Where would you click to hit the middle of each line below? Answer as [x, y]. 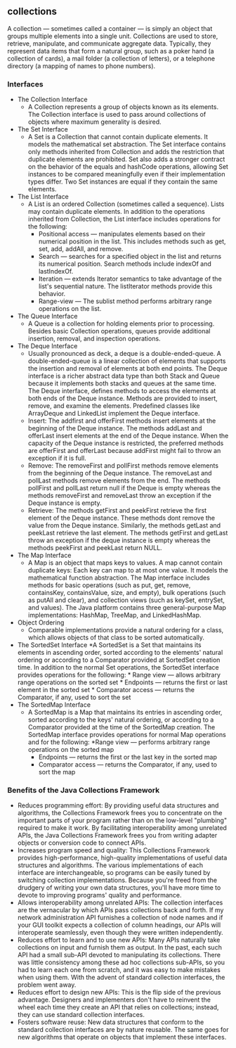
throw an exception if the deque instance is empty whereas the [119, 540]
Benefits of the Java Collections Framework [84, 791]
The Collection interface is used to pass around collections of [117, 115]
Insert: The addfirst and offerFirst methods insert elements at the [122, 421]
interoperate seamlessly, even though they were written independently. [120, 933]
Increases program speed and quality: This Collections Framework [113, 850]
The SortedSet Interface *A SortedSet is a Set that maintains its [109, 645]
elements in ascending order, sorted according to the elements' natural [120, 653]
